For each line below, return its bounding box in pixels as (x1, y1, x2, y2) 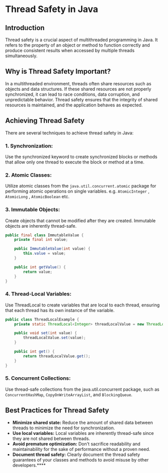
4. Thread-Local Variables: (5, 290, 71, 297)
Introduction (5, 24, 45, 32)
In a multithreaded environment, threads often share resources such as (5, 80, 151, 86)
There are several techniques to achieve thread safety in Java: (5, 129, 134, 136)
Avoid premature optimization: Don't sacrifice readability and (12, 440, 141, 447)
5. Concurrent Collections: (5, 375, 71, 382)
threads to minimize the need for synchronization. (12, 425, 115, 431)
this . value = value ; (23, 251, 66, 256)
